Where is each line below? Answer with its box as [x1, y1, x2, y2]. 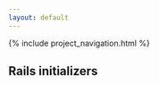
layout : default [8, 13, 69, 22]
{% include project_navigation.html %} [8, 38, 151, 48]
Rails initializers [8, 64, 98, 79]
